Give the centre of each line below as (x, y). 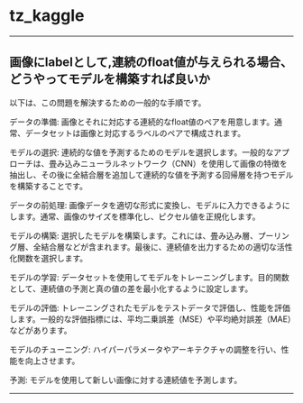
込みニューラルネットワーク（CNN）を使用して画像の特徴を (176, 163)
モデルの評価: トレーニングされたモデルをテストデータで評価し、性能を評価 (150, 307)
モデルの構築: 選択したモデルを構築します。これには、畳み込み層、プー (142, 235)
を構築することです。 (49, 186)
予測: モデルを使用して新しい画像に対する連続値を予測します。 (126, 380)
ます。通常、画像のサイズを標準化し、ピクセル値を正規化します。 (138, 216)
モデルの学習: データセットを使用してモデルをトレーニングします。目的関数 (150, 277)
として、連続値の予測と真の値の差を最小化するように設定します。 (131, 289)
